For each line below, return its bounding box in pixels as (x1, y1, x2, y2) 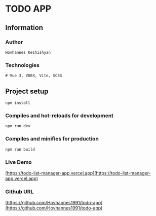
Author (5, 39, 23, 46)
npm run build (5, 147, 35, 152)
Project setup (5, 87, 49, 95)
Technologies (5, 61, 40, 68)
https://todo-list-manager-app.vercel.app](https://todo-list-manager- (7, 170, 151, 176)
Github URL (5, 188, 34, 195)
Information (5, 23, 44, 32)
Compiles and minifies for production (5, 135, 99, 142)
